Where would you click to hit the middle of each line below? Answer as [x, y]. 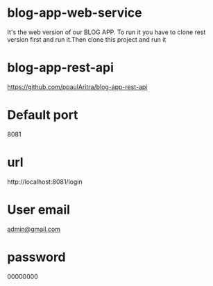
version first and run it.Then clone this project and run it [87, 39]
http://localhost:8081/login [45, 182]
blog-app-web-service [75, 13]
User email [39, 209]
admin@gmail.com [34, 229]
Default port [43, 115]
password [36, 257]
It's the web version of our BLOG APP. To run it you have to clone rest [106, 32]
